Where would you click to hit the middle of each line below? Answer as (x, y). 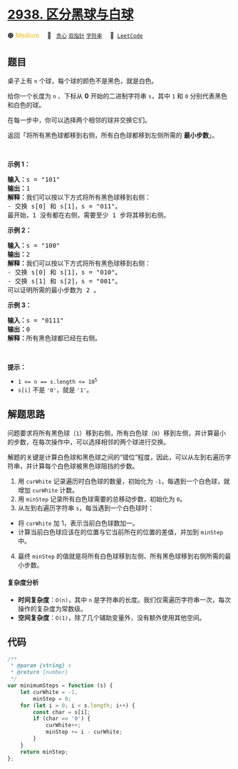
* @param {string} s (41, 666)
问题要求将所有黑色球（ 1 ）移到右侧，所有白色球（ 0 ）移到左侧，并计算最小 (117, 433)
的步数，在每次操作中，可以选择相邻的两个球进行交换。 (88, 442)
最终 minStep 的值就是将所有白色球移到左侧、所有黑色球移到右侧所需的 (121, 556)
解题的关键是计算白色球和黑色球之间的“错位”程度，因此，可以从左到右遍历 (117, 457)
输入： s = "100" (34, 245)
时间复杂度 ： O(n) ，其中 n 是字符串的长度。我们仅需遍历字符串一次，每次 (124, 599)
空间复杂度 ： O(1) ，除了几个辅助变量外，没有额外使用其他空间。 (112, 617)
